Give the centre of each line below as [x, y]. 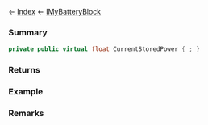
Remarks [26, 113]
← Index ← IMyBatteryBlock [55, 12]
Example [26, 92]
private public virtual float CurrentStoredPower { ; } [104, 49]
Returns [24, 70]
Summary [28, 32]
